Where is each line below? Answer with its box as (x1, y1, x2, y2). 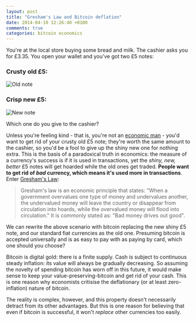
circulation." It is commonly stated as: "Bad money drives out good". (20, 212, 185, 219)
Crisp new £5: (6, 95, 47, 103)
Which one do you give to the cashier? (6, 120, 99, 127)
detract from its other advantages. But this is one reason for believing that (6, 302, 185, 309)
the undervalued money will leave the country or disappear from (20, 199, 176, 206)
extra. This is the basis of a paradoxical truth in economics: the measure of (6, 151, 187, 158)
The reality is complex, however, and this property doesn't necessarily (6, 296, 176, 303)
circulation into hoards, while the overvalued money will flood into (20, 205, 180, 212)
